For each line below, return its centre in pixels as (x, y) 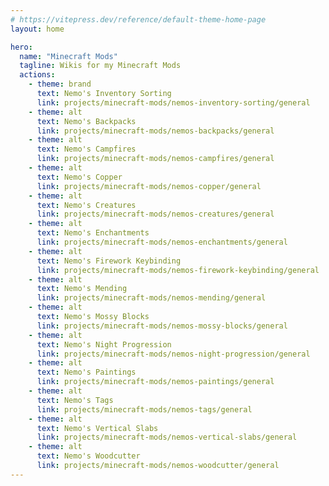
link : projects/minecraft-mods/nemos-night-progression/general (173, 354)
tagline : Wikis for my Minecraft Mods (100, 66)
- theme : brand (60, 84)
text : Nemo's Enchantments (93, 233)
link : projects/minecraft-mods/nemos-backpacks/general (155, 131)
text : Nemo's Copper (79, 177)
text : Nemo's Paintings (86, 372)
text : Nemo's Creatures (86, 205)
